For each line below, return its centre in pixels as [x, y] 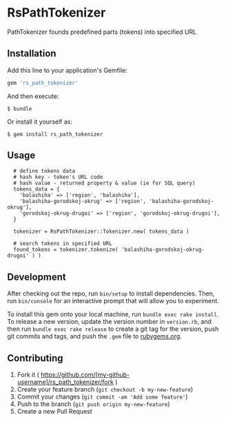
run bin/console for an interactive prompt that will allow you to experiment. [113, 301]
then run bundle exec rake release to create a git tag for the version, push [113, 329]
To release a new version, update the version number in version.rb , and [110, 322]
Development [37, 277]
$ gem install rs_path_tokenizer [55, 134]
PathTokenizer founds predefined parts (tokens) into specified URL [102, 32]
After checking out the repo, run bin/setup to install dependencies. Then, [111, 294]
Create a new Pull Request [55, 412]
